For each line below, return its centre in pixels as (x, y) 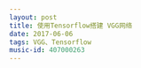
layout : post (33, 17)
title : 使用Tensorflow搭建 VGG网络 (71, 26)
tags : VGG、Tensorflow (50, 42)
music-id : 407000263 (47, 50)
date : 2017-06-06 (41, 34)
